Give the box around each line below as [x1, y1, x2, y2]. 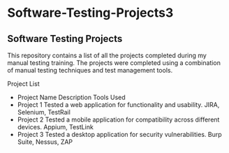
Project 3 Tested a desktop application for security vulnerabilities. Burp [17, 131, 222, 138]
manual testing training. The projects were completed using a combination [7, 59, 221, 67]
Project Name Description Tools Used [17, 93, 126, 101]
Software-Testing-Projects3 [7, 5, 174, 21]
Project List [7, 80, 40, 88]
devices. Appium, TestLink [17, 123, 94, 131]
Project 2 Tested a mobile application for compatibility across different [17, 115, 220, 124]
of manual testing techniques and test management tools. [7, 66, 173, 74]
